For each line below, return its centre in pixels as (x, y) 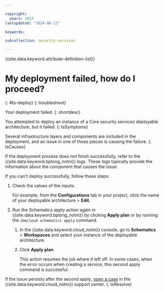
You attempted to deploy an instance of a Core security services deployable (82, 122)
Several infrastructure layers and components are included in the (70, 136)
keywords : (15, 32)
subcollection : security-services (40, 41)
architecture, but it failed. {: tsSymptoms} (47, 127)
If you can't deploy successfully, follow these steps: (57, 176)
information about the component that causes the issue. (62, 167)
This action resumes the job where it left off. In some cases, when (86, 259)
